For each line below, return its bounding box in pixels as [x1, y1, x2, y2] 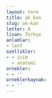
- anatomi [11, 60, 36, 66]
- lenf [6, 43, 23, 49]
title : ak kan [6, 15, 42, 21]
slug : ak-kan [6, 20, 39, 26]
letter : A [6, 26, 31, 32]
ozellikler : [6, 49, 36, 55]
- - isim [6, 54, 28, 60]
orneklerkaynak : [6, 77, 47, 83]
